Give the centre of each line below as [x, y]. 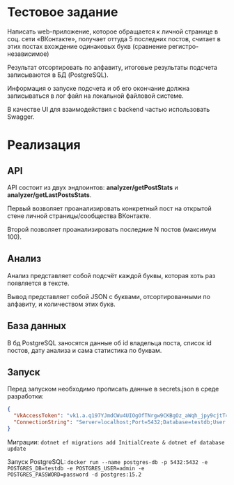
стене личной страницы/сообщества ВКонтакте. [79, 216]
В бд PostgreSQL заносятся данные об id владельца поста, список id [110, 342]
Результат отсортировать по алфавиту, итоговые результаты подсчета [112, 67]
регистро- [184, 46]
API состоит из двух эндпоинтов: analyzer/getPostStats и [93, 187]
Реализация [44, 145]
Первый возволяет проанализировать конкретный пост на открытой [109, 208]
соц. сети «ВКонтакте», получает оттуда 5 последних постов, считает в [114, 38]
